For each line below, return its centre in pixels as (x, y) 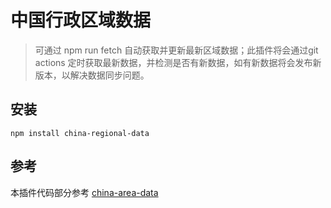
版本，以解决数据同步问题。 (92, 75)
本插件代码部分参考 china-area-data (84, 192)
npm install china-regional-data (80, 133)
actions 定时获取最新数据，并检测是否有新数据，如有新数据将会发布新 (178, 62)
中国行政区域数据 (81, 20)
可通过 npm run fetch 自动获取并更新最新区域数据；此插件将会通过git (176, 50)
